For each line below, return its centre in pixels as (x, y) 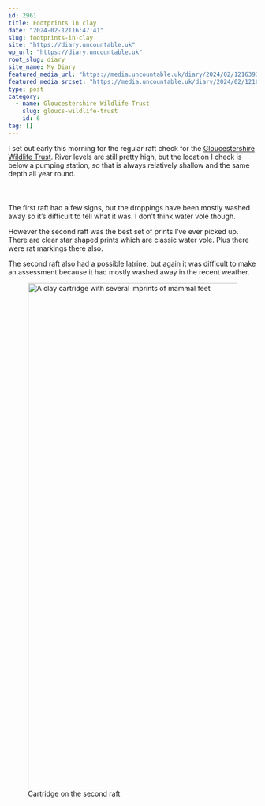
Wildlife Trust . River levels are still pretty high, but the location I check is (125, 157)
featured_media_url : (42, 74)
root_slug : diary (37, 60)
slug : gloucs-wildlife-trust (70, 112)
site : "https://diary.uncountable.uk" (72, 45)
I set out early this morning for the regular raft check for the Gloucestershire (131, 148)
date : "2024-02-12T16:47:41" (56, 30)
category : (24, 96)
